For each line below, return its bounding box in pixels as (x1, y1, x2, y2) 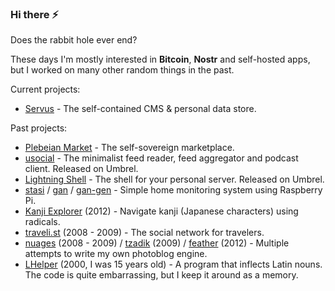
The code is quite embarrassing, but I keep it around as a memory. (24, 269, 299, 281)
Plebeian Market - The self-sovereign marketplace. (24, 142, 235, 154)
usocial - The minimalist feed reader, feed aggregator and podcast (24, 152, 299, 164)
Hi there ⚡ (10, 7, 60, 21)
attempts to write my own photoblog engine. (24, 248, 208, 260)
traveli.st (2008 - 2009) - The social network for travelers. (24, 227, 265, 239)
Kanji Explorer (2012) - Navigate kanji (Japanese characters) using (24, 205, 299, 217)
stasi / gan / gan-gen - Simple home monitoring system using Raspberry (24, 184, 323, 196)
